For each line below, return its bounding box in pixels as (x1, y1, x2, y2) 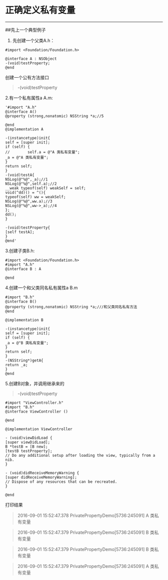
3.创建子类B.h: (5, 248, 35, 254)
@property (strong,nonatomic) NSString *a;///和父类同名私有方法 (5, 304, 137, 309)
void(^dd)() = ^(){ (5, 190, 46, 195)
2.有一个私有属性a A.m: (5, 95, 53, 101)
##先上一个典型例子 (5, 27, 46, 33)
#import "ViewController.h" (5, 400, 64, 405)
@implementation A (5, 126, 43, 132)
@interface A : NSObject (5, 56, 57, 61)
